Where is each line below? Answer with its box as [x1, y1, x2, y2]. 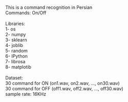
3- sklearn [5, 37, 27, 43]
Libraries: [5, 20, 26, 27]
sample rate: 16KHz [5, 91, 47, 97]
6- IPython [5, 53, 28, 59]
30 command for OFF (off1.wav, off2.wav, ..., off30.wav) [5, 86, 124, 91]
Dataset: [5, 75, 23, 81]
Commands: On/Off [5, 10, 47, 16]
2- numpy [5, 32, 26, 37]
